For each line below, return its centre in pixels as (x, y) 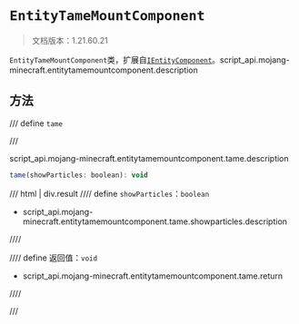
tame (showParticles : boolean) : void (79, 175)
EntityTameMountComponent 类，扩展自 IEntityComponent (111, 59)
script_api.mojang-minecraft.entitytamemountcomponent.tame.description (149, 158)
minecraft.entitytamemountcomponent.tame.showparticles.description (155, 221)
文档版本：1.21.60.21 (70, 40)
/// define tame (36, 123)
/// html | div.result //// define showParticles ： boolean (110, 193)
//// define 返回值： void (54, 258)
